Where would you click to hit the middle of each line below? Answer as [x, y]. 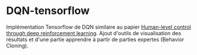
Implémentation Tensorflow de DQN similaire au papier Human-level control [99, 27]
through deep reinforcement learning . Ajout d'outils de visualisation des [94, 33]
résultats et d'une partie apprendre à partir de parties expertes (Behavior [95, 39]
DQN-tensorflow [48, 11]
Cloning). [17, 46]
